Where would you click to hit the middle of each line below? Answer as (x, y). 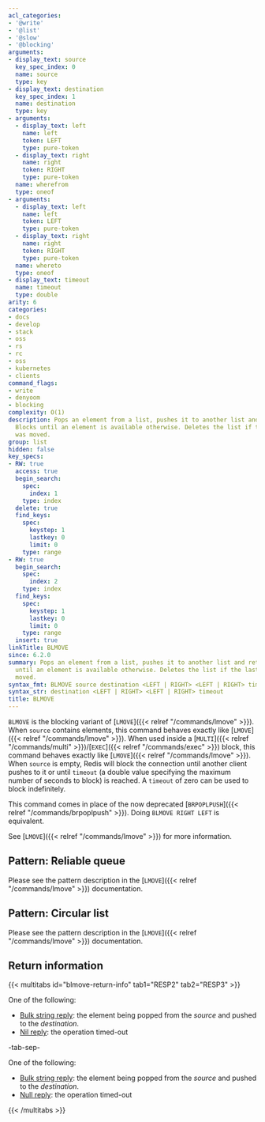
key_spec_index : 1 (46, 96)
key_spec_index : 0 (46, 67)
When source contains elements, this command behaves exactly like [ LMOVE (130, 730)
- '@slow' (24, 38)
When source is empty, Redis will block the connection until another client (127, 763)
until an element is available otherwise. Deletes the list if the (129, 670)
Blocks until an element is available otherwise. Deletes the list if (134, 427)
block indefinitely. (37, 789)
